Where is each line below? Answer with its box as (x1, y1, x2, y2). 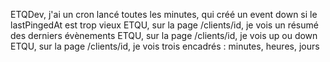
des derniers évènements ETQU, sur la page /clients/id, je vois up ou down (10, 30, 318, 41)
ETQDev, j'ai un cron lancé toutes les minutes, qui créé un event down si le (10, 9, 318, 20)
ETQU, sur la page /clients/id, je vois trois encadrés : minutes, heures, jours (10, 40, 320, 52)
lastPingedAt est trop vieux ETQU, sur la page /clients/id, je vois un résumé (10, 19, 319, 31)
